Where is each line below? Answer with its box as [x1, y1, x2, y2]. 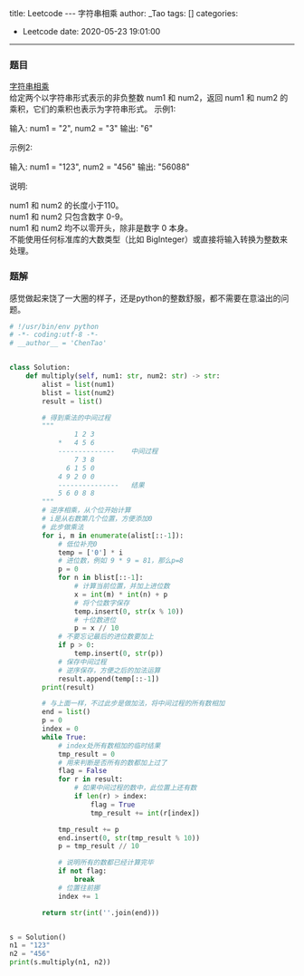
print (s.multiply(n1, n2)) [9, 958, 111, 967]
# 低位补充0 [57, 539, 98, 548]
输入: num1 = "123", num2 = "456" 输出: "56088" [9, 161, 190, 172]
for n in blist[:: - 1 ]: [57, 574, 144, 583]
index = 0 [42, 724, 79, 734]
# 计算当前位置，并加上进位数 [73, 582, 170, 591]
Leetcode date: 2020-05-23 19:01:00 [22, 26, 161, 36]
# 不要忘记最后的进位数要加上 [57, 633, 154, 642]
